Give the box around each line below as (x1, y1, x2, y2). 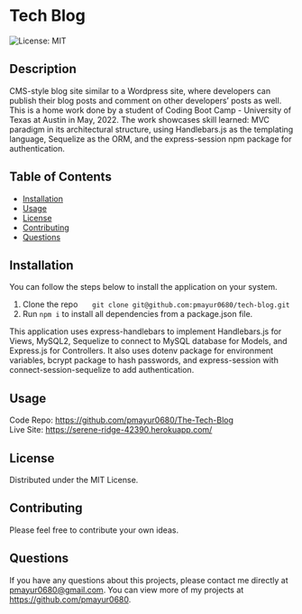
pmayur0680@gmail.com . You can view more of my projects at (9, 584, 244, 595)
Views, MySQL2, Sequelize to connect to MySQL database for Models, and (9, 336, 288, 347)
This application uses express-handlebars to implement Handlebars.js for (9, 326, 282, 337)
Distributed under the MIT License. (9, 475, 139, 485)
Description (9, 61, 77, 77)
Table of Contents (9, 169, 113, 185)
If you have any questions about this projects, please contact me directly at (9, 574, 288, 585)
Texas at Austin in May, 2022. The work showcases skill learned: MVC (9, 114, 270, 125)
